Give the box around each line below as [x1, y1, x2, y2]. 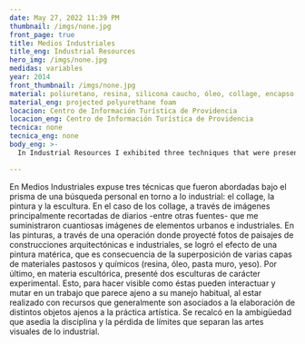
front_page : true [9, 30, 75, 39]
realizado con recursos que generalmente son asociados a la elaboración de [9, 297, 296, 308]
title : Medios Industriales [9, 38, 116, 48]
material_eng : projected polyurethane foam [9, 97, 177, 107]
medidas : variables [9, 64, 84, 74]
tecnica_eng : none [9, 132, 79, 141]
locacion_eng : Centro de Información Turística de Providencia [9, 114, 254, 123]
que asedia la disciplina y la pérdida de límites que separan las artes [9, 316, 264, 327]
